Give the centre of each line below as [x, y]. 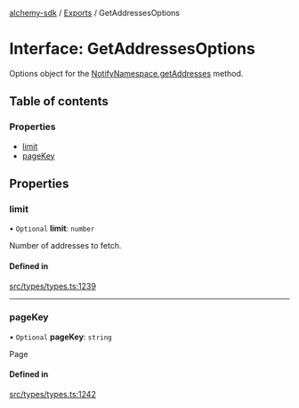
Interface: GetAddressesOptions [132, 49]
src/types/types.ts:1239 [53, 286]
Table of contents [59, 102]
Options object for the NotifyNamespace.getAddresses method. [126, 73]
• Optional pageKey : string [61, 337]
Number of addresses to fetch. [65, 246]
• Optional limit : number [52, 228]
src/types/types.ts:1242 [53, 395]
